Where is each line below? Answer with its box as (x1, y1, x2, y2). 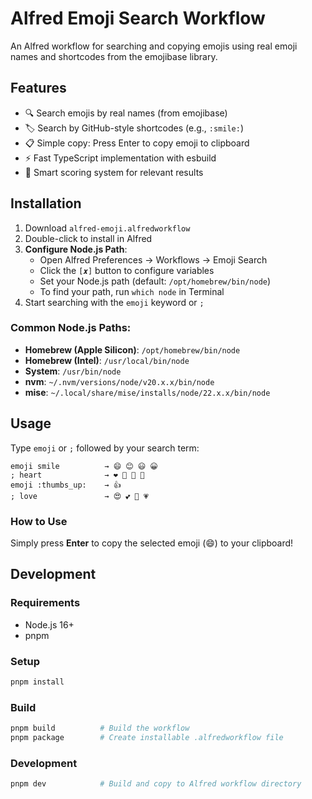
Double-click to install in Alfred (24, 232, 153, 244)
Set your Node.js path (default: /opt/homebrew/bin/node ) (39, 275, 272, 287)
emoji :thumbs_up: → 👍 (10, 480, 122, 490)
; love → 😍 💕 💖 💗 (10, 491, 150, 501)
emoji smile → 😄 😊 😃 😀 (10, 461, 158, 471)
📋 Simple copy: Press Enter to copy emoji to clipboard (24, 137, 250, 149)
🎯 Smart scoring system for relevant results (24, 166, 204, 178)
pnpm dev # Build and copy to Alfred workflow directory (10, 779, 302, 789)
